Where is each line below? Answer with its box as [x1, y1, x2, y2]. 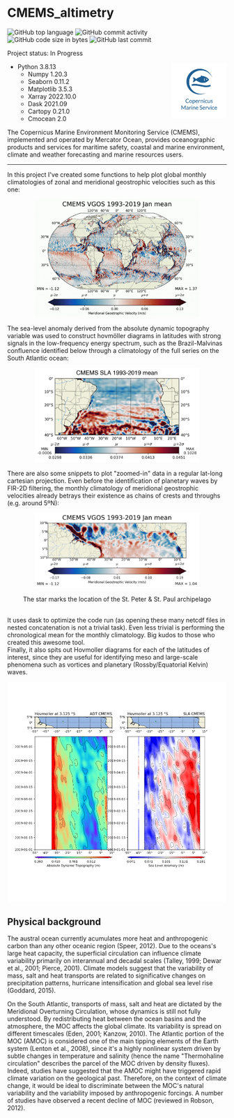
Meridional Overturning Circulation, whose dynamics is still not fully [7, 1008, 201, 1016]
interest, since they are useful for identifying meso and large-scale [7, 653, 198, 662]
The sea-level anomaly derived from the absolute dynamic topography [7, 324, 210, 333]
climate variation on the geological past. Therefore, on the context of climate [7, 1074, 227, 1082]
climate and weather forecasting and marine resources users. [7, 150, 184, 159]
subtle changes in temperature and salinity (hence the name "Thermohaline [7, 1052, 224, 1060]
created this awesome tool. [7, 638, 85, 647]
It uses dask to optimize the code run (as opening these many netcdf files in [7, 616, 225, 625]
